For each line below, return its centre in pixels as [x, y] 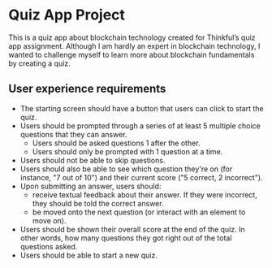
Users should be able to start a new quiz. [89, 255]
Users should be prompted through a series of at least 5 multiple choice [140, 125]
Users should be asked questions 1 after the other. [116, 143]
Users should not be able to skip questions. [93, 160]
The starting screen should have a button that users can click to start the [142, 108]
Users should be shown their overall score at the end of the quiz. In [132, 229]
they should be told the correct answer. [98, 203]
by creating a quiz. [39, 63]
